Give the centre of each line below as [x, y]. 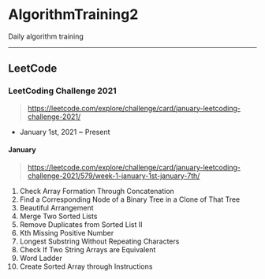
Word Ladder [41, 258]
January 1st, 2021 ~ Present [65, 132]
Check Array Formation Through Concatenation [97, 191]
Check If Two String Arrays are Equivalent [88, 249]
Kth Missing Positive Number [67, 232]
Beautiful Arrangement [56, 207]
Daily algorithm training [46, 36]
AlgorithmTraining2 [73, 15]
